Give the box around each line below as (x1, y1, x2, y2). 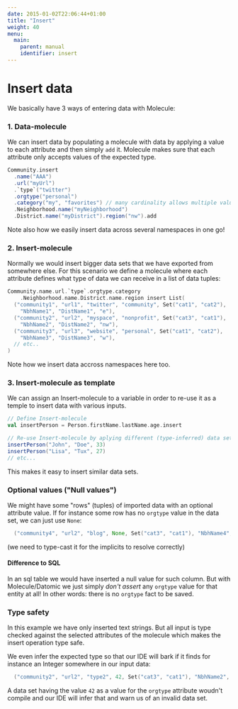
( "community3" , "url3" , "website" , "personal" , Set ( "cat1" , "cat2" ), (13, 328, 223, 335)
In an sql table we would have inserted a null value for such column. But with (7, 575, 231, 584)
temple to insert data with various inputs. (7, 401, 127, 410)
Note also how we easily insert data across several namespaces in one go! (7, 225, 225, 234)
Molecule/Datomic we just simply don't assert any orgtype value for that (7, 582, 217, 591)
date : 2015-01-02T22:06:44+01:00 (7, 10, 106, 18)
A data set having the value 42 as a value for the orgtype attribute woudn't (7, 686, 223, 695)
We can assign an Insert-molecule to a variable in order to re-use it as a (7, 394, 217, 403)
